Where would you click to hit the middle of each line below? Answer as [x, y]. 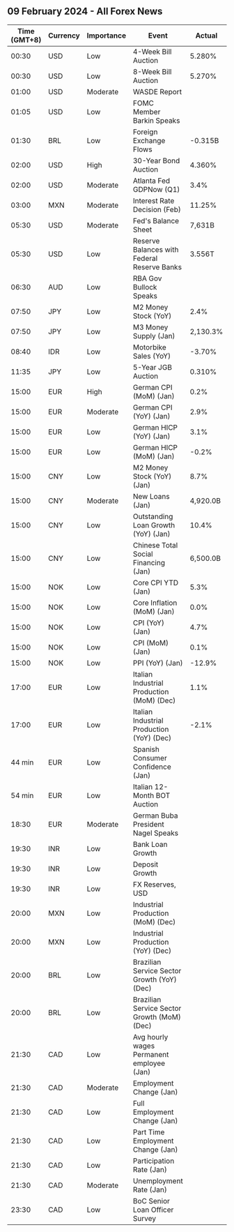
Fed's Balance [156, 220]
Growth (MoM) [157, 1016]
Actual [206, 36]
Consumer [150, 758]
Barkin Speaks [156, 120]
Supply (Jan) [154, 336]
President [149, 824]
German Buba [155, 816]
